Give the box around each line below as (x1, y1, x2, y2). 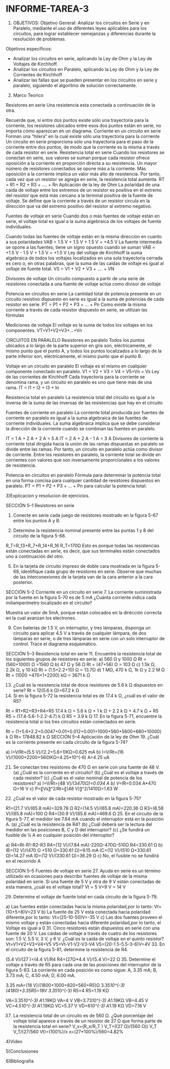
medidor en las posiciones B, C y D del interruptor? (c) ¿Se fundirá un (6, 826, 150, 832)
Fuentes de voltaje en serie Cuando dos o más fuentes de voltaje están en (6, 213, 160, 219)
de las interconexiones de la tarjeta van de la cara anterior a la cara (13, 573, 153, 580)
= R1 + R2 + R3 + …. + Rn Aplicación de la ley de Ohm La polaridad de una (6, 182, 160, 188)
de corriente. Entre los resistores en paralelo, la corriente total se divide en (6, 451, 161, 458)
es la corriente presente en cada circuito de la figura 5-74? (6, 739, 128, 745)
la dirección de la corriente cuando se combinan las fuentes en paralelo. (6, 425, 156, 431)
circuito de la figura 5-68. (13, 532, 66, 539)
